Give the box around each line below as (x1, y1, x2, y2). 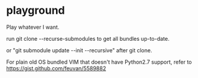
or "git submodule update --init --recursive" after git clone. (6, 46, 152, 54)
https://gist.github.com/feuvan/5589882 (6, 64, 107, 72)
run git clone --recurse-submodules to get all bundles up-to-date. (6, 35, 170, 42)
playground (6, 4, 65, 17)
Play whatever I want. (6, 23, 60, 31)
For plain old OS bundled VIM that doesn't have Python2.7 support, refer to (6, 58, 192, 65)
